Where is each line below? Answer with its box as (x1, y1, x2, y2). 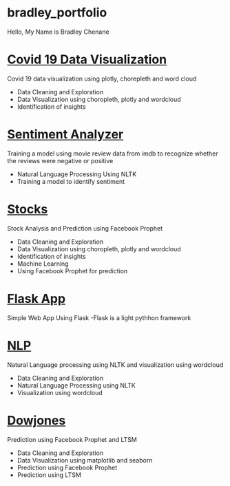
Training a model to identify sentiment (17, 177, 125, 185)
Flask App (7, 290, 66, 306)
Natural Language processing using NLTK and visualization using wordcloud (7, 360, 224, 369)
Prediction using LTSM (17, 470, 81, 479)
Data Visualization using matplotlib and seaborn (17, 456, 153, 464)
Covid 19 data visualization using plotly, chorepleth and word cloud (7, 74, 197, 83)
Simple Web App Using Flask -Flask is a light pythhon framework (7, 313, 191, 321)
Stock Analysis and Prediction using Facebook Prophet (7, 224, 163, 232)
